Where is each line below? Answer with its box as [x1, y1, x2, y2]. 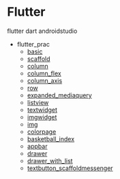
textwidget [27, 106, 58, 114]
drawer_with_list [27, 156, 73, 165]
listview [27, 98, 49, 106]
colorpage [27, 128, 57, 136]
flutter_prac [16, 40, 50, 48]
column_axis [27, 76, 63, 84]
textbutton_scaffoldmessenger [27, 164, 114, 172]
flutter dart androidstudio [7, 27, 78, 35]
